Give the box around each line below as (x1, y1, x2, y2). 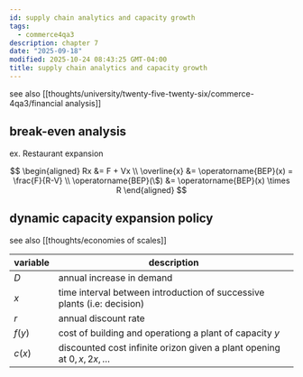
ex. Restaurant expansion (9, 148, 104, 159)
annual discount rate (58, 312, 146, 325)
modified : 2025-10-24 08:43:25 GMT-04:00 (9, 55, 168, 64)
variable (14, 256, 50, 269)
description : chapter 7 (9, 38, 99, 48)
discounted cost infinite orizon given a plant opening (58, 341, 281, 354)
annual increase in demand (58, 271, 173, 284)
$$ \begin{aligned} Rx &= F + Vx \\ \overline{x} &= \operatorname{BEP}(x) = (10, 165, 293, 176)
